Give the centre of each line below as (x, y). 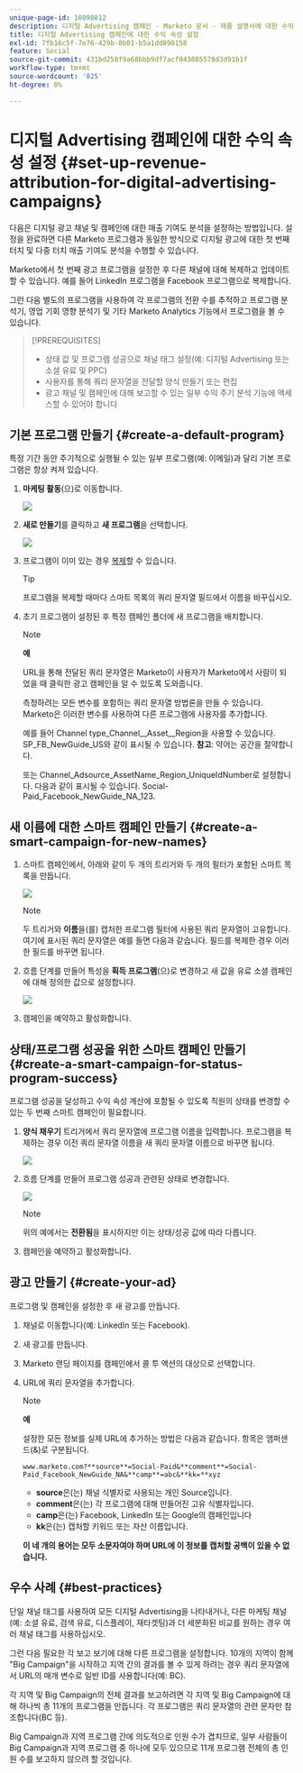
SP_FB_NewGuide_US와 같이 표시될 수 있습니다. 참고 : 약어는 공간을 (142, 745)
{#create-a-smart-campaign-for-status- (126, 1064)
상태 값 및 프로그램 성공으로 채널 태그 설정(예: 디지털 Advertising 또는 (167, 359)
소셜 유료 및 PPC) (76, 370)
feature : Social (40, 51)
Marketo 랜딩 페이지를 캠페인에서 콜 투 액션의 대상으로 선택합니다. (138, 1363)
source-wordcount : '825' (56, 77)
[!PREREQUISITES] (66, 340)
